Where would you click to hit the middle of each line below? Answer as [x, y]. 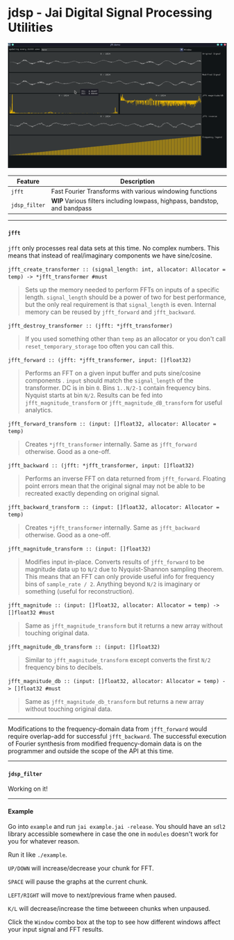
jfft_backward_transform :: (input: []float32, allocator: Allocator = [114, 507]
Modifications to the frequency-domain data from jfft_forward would [108, 729]
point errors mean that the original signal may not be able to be [115, 486]
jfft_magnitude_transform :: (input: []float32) [80, 549]
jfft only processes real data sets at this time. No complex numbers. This [114, 249]
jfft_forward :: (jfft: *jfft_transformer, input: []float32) [100, 360]
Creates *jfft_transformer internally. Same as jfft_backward [112, 528]
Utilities [31, 27]
